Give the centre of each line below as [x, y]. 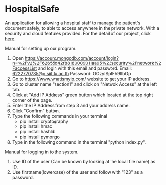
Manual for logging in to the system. [42, 152]
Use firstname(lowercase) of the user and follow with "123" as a [77, 172]
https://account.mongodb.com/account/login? [72, 58]
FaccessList [25, 68]
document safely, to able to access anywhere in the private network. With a [82, 28]
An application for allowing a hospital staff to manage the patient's [73, 23]
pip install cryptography [44, 121]
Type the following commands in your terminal [60, 116]
